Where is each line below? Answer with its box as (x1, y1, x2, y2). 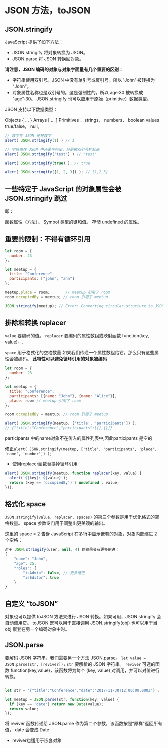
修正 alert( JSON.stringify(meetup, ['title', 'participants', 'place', (5, 446, 157, 452)
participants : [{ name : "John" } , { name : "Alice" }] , (9, 393, 117, 398)
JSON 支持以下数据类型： (5, 106, 58, 112)
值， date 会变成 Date (5, 727, 50, 733)
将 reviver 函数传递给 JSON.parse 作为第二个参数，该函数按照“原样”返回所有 (5, 721, 162, 727)
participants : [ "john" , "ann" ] (9, 276, 75, 281)
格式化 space (5, 500, 46, 508)
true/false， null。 (5, 123, 42, 129)
